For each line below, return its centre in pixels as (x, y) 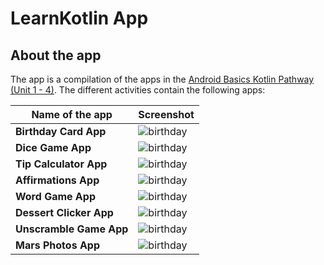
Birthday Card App (61, 131)
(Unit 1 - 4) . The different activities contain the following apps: (138, 90)
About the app (56, 55)
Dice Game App (53, 147)
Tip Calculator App (61, 164)
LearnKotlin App (79, 18)
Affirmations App (57, 180)
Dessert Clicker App (64, 212)
